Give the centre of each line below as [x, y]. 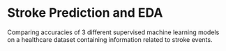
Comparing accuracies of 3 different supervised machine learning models [113, 32]
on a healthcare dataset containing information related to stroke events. [110, 39]
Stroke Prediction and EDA [85, 13]
